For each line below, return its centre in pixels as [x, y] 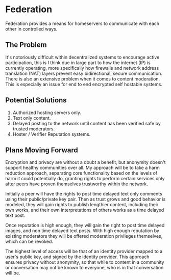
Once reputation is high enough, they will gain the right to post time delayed [85, 226]
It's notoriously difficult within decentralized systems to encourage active [82, 57]
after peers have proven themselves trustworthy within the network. [77, 184]
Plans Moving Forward [42, 150]
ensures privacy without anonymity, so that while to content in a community [85, 262]
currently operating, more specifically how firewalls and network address [82, 68]
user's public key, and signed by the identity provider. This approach [77, 257]
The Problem [26, 45]
